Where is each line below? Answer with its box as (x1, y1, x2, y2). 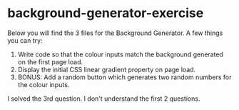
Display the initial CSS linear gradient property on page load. (17, 65, 196, 74)
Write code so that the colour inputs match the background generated (17, 50, 223, 59)
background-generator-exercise (7, 5, 204, 21)
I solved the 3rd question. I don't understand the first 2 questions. (7, 94, 200, 103)
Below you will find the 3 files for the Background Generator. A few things (7, 29, 223, 37)
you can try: (7, 36, 43, 44)
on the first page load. (17, 57, 83, 66)
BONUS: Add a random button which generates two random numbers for (17, 73, 232, 81)
